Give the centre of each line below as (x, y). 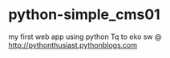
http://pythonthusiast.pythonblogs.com (73, 44)
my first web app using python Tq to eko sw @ (85, 37)
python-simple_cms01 (84, 15)
